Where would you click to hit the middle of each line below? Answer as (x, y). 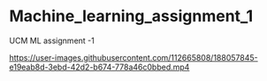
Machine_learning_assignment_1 (131, 16)
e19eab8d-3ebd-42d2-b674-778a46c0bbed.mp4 (99, 67)
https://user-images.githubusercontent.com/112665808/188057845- (133, 57)
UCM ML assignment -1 (52, 40)
